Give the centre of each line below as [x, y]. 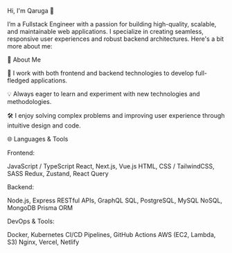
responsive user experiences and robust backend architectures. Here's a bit [116, 39]
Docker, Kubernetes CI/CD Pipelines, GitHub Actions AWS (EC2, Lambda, [111, 235]
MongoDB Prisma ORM [40, 208]
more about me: [30, 46]
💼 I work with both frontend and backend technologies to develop [100, 73]
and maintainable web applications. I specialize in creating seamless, [106, 32]
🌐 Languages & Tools [38, 139]
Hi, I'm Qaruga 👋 [30, 11]
